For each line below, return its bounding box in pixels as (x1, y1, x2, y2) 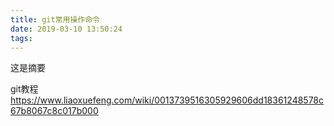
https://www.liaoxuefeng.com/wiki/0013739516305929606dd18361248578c (10, 94, 325, 106)
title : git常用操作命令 (10, 14, 100, 25)
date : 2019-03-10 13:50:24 (10, 24, 123, 34)
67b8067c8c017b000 (10, 105, 99, 117)
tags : (10, 33, 33, 43)
